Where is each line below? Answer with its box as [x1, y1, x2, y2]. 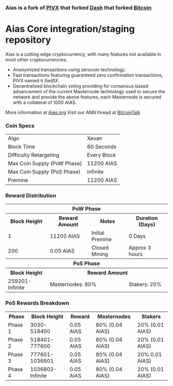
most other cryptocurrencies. [5, 56, 68, 63]
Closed [91, 244, 109, 251]
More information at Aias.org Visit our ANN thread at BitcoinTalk [5, 109, 141, 115]
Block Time [8, 143, 35, 150]
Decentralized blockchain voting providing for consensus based [12, 83, 148, 89]
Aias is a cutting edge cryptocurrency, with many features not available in [5, 51, 161, 57]
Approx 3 [128, 244, 151, 251]
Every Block [86, 151, 116, 159]
